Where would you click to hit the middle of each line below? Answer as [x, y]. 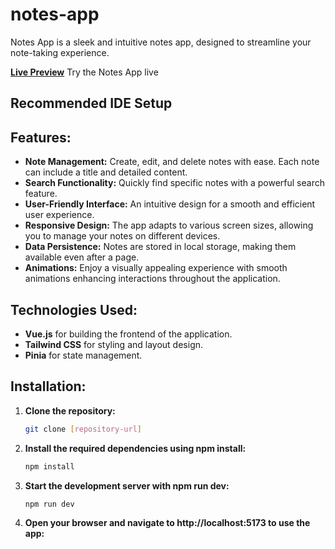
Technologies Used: [74, 309]
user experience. [59, 215]
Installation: [48, 386]
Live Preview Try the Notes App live [84, 72]
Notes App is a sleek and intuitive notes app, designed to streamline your [161, 42]
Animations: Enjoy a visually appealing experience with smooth [156, 268]
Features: [41, 137]
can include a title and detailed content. [106, 172]
